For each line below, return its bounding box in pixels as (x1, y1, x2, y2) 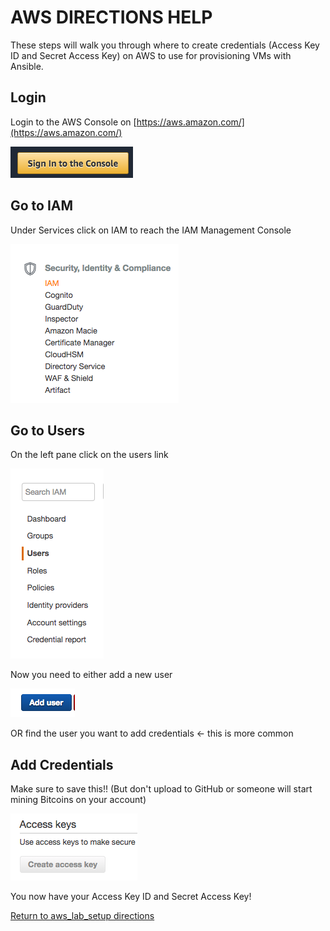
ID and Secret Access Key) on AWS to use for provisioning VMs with (10, 49, 292, 61)
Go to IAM (10, 197, 74, 215)
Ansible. (10, 60, 44, 72)
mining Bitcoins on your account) (10, 794, 147, 806)
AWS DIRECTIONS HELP (10, 6, 213, 29)
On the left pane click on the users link (10, 449, 169, 461)
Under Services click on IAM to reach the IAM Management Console (10, 224, 292, 236)
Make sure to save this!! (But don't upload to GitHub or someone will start (10, 783, 313, 795)
